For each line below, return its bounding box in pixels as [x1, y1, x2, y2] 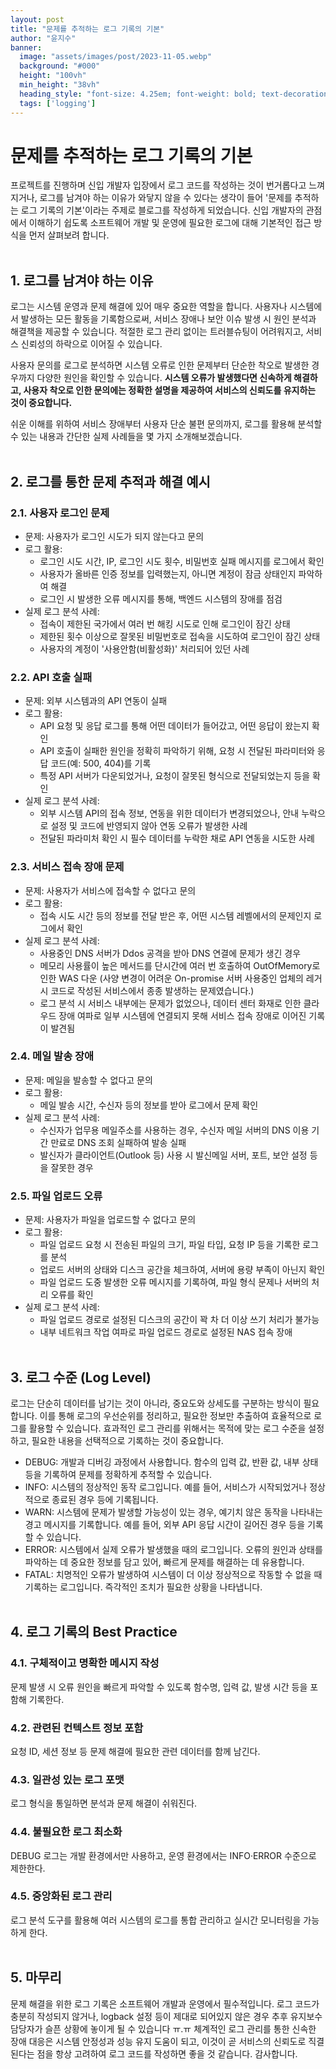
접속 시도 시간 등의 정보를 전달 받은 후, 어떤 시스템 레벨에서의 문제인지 [39, 909, 312, 921]
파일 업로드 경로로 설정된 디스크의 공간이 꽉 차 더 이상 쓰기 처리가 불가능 [39, 1314, 320, 1326]
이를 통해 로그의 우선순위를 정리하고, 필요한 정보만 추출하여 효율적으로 [39, 1409, 312, 1421]
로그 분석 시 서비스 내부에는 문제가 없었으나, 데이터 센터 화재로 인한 [39, 997, 302, 1009]
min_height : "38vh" [19, 80, 101, 90]
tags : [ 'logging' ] [19, 98, 97, 108]
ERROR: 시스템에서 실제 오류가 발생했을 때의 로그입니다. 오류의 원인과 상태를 [24, 1543, 323, 1555]
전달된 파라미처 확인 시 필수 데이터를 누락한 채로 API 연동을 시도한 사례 [39, 832, 315, 845]
